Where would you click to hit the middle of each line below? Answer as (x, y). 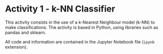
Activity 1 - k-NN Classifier (60, 9)
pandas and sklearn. (26, 32)
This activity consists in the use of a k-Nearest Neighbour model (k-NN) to (80, 22)
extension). (16, 47)
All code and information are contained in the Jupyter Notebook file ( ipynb (80, 41)
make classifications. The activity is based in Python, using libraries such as (81, 27)
